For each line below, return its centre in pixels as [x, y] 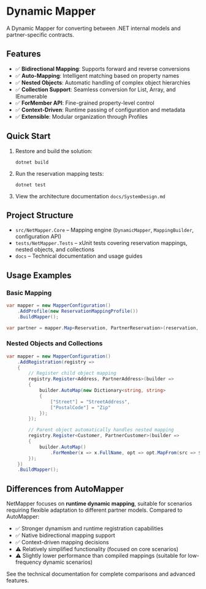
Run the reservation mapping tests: [59, 173]
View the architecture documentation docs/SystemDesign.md [90, 196]
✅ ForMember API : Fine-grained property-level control [85, 103]
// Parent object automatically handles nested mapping [101, 430]
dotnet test [30, 185]
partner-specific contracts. [40, 34]
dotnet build [32, 162]
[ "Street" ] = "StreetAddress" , [90, 402]
